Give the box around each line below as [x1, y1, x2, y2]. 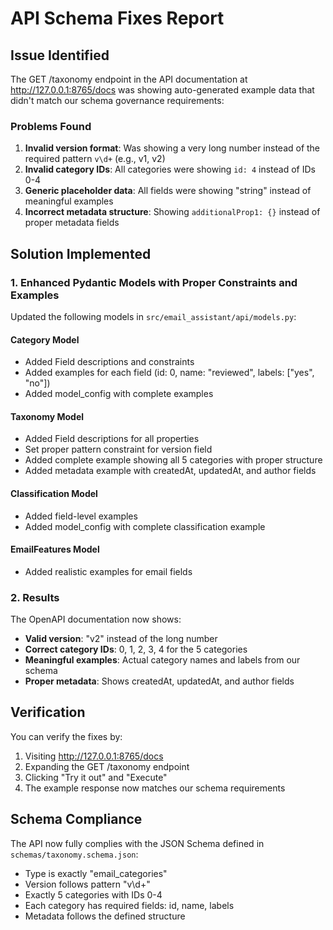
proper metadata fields [24, 217, 120, 229]
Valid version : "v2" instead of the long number [24, 633, 218, 645]
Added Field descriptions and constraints [24, 356, 195, 368]
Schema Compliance [10, 811, 143, 828]
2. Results [10, 590, 60, 604]
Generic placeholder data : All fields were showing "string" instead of [24, 185, 312, 197]
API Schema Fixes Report [10, 7, 225, 30]
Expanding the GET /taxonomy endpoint [24, 760, 190, 772]
